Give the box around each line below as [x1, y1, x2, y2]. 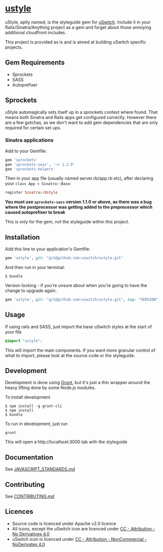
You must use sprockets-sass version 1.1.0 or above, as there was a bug [5, 199, 152, 205]
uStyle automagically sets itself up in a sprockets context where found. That [5, 109, 158, 115]
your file [5, 329, 22, 335]
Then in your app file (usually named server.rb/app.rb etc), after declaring [5, 175, 154, 181]
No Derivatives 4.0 [12, 531, 50, 537]
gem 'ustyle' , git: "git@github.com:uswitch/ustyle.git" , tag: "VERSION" [5, 297, 159, 302]
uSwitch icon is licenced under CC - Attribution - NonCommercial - [12, 536, 147, 542]
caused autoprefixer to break [5, 209, 65, 216]
